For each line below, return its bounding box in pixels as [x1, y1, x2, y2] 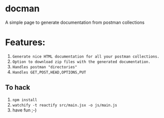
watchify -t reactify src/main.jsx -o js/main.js [12, 103, 118, 108]
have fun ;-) [12, 107, 37, 113]
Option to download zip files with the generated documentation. [12, 59, 151, 64]
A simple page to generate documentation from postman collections [5, 19, 145, 25]
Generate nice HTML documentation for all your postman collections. [12, 54, 160, 59]
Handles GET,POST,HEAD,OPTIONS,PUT [12, 70, 86, 75]
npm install [12, 97, 37, 102]
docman [5, 3, 40, 14]
